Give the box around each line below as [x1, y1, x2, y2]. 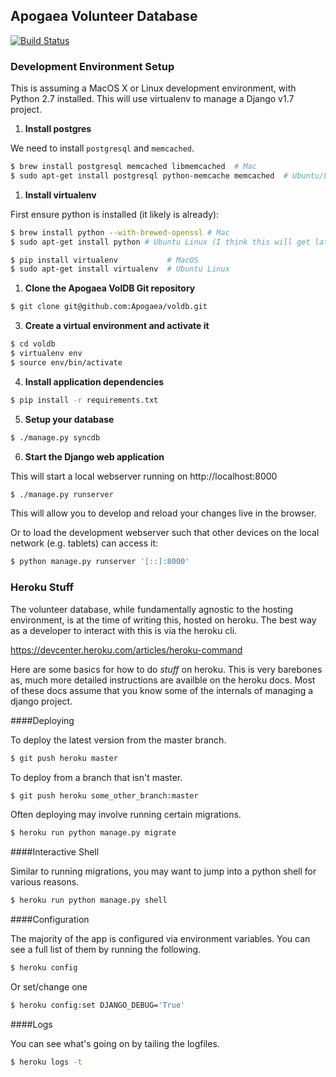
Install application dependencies [24, 375, 165, 388]
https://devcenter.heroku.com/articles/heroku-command [10, 644, 243, 656]
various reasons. [10, 876, 80, 888]
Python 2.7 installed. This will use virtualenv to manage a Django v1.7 [10, 93, 295, 105]
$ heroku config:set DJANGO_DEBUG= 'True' [10, 1000, 186, 1011]
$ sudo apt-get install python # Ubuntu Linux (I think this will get [10, 237, 311, 247]
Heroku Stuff [10, 580, 75, 594]
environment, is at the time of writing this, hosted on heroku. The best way [10, 614, 317, 626]
